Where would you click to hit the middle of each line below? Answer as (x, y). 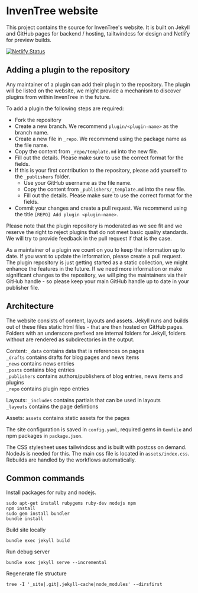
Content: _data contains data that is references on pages (75, 351)
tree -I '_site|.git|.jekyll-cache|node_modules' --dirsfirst (84, 585)
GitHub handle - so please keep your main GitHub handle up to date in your (98, 281)
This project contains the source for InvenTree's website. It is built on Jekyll (98, 27)
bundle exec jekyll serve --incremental (57, 563)
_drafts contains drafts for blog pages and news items (73, 357)
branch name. (32, 132)
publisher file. (23, 287)
